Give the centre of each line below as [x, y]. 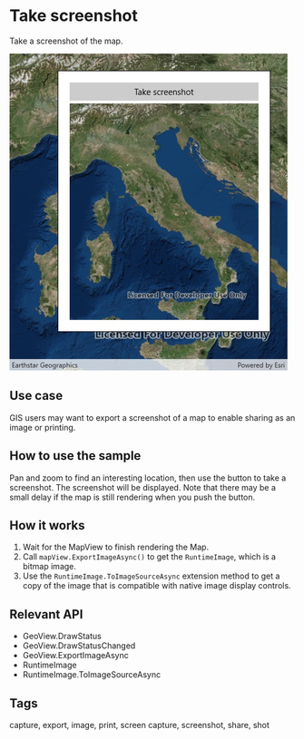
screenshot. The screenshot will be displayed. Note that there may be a [143, 487]
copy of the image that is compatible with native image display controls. [157, 586]
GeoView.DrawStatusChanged [79, 646]
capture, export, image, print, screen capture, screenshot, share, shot [140, 725]
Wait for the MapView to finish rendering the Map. [116, 547]
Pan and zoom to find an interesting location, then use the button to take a [148, 478]
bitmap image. [49, 567]
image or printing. [43, 427]
